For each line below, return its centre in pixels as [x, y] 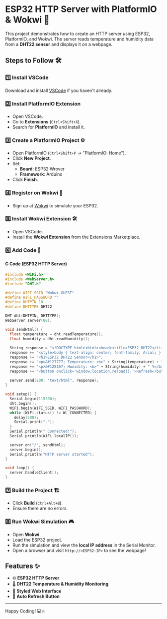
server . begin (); [26, 450]
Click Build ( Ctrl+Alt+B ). [38, 503]
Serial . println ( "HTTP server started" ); [52, 454]
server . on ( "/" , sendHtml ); [38, 445]
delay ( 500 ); [26, 417]
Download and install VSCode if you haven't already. [59, 90]
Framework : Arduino [41, 174]
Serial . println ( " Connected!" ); [43, 431]
